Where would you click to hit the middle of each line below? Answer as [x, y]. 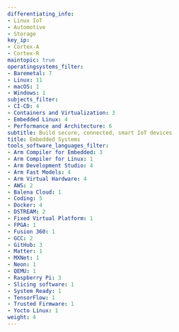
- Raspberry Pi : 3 [34, 277]
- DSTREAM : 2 [27, 212]
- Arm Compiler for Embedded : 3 [55, 153]
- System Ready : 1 [34, 291]
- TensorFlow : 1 [31, 298]
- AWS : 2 [20, 185]
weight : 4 [22, 317]
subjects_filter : [33, 100]
